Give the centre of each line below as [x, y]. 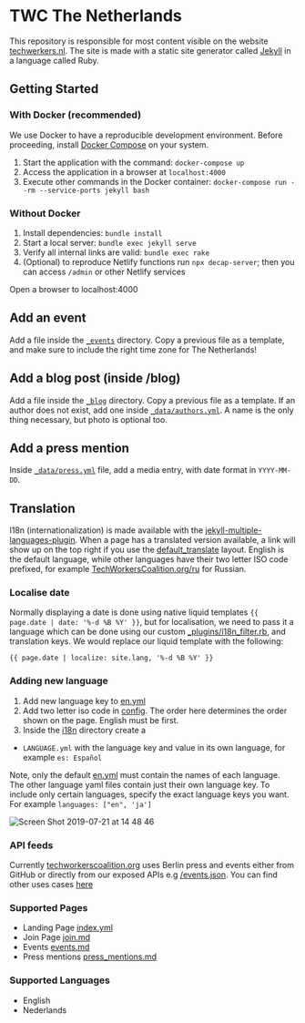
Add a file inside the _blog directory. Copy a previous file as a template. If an [152, 400]
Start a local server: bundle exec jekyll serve [110, 242]
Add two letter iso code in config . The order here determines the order [155, 711]
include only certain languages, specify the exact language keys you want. [149, 794]
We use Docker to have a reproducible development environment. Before [146, 135]
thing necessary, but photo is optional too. [89, 419]
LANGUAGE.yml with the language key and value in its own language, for [154, 747]
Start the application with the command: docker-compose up [133, 162]
